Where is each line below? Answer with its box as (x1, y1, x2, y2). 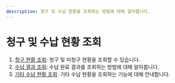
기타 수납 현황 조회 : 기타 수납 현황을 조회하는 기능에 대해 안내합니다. (14, 71, 170, 78)
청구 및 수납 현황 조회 (6, 36, 102, 49)
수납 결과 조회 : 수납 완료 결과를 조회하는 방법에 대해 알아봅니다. (14, 63, 160, 70)
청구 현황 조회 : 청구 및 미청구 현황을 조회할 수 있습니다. (14, 56, 140, 63)
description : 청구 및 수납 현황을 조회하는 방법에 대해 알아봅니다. (6, 8, 151, 15)
